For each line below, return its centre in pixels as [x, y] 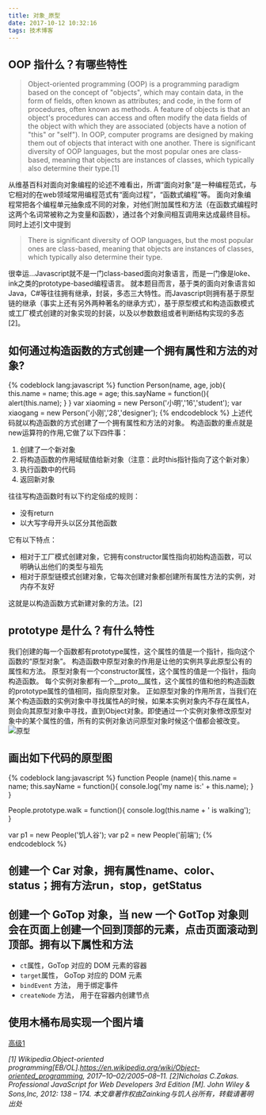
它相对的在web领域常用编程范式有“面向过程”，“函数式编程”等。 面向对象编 [130, 194]
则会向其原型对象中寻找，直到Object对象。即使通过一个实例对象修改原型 [127, 710]
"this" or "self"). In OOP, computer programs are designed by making [140, 135]
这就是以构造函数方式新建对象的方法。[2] [75, 603]
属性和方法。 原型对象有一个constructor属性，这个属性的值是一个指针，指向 [132, 671]
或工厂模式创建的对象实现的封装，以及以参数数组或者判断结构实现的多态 [126, 313]
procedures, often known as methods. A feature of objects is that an [139, 110]
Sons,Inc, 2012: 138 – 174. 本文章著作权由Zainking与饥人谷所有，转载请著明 [131, 1094]
